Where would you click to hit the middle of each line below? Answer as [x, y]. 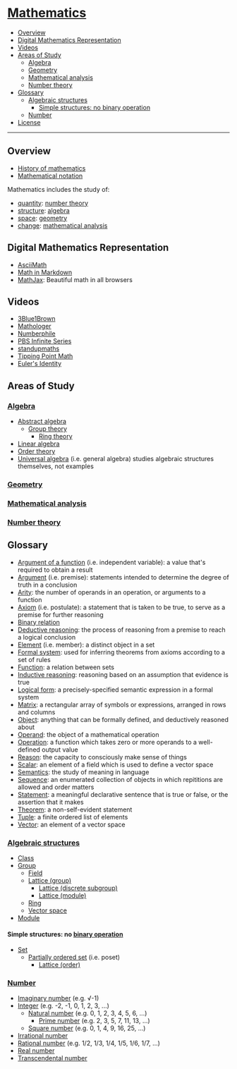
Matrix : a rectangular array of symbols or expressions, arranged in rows [122, 704]
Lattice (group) [50, 880]
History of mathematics [51, 168]
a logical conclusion [47, 637]
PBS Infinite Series [44, 341]
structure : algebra [44, 210]
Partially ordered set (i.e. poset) [74, 958]
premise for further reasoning [60, 614]
